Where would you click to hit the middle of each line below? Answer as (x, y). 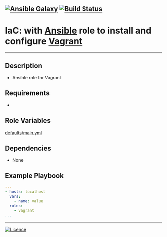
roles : (16, 206)
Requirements (27, 93)
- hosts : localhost (25, 192)
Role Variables (28, 120)
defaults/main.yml (24, 133)
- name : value (29, 201)
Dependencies (28, 148)
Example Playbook (34, 176)
